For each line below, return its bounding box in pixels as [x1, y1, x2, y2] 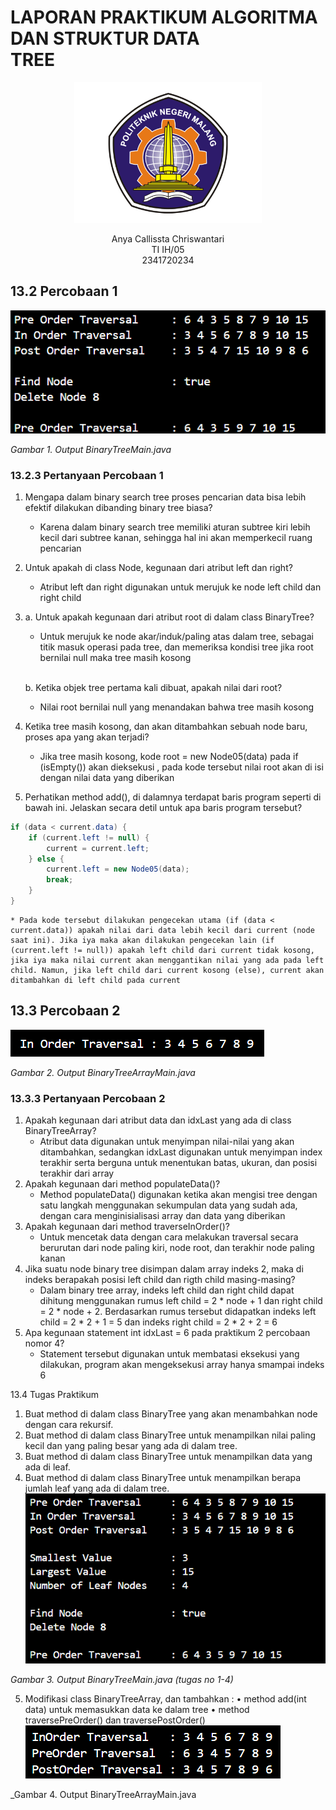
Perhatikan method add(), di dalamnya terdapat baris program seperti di [24, 791, 322, 803]
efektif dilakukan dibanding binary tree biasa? [24, 501, 213, 513]
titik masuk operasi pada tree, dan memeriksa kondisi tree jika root [39, 641, 314, 653]
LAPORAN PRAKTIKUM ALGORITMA [10, 6, 318, 29]
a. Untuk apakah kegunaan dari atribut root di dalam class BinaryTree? [24, 611, 315, 623]
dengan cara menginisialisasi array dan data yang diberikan [39, 1210, 286, 1221]
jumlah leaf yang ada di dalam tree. [24, 1482, 170, 1494]
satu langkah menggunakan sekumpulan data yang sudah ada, [39, 1199, 298, 1211]
